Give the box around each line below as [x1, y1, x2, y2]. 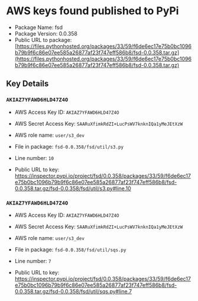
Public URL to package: [14, 36, 72, 43]
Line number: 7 [14, 257, 51, 264]
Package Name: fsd [14, 24, 63, 31]
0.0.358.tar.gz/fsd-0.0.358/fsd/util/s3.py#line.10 [14, 185, 131, 192]
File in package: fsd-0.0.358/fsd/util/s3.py [14, 143, 124, 150]
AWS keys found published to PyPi [6, 4, 179, 18]
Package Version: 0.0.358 [14, 30, 78, 37]
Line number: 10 [14, 154, 54, 161]
